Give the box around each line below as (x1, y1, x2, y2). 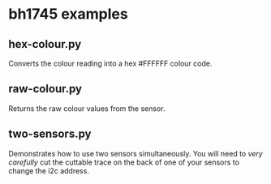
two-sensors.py (8, 127, 92, 141)
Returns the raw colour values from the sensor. (8, 103, 166, 113)
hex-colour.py (8, 37, 82, 51)
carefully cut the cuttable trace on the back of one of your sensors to (8, 157, 239, 167)
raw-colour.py (8, 82, 83, 96)
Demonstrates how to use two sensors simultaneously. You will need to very (8, 148, 264, 158)
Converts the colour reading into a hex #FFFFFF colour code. (8, 58, 213, 68)
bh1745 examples (8, 5, 128, 24)
